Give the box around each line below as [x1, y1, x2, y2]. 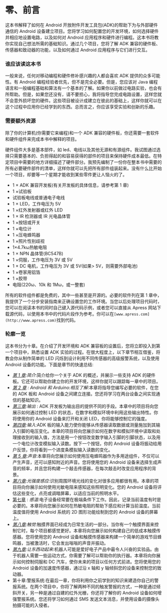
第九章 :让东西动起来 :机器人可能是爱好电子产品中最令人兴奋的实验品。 [12, 546, 155, 552]
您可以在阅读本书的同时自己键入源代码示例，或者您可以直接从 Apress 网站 [5, 305, 158, 310]
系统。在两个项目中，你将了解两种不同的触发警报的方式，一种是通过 [16, 583, 157, 590]
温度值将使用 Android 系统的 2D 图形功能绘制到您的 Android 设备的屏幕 [12, 509, 158, 515]
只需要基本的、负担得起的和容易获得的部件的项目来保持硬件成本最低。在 [9, 153, 158, 159]
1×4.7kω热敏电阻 [12, 244, 47, 250]
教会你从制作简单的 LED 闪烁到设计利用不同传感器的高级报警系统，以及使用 [5, 355, 160, 361]
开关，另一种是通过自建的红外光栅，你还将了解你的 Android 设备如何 [16, 590, 158, 596]
